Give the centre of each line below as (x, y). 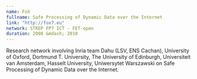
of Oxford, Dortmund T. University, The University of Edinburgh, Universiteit (98, 57)
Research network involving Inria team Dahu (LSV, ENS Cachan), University (98, 50)
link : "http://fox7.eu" (35, 23)
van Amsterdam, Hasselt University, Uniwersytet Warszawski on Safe (91, 64)
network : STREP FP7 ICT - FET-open (50, 28)
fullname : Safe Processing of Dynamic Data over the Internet (84, 17)
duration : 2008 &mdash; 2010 (42, 34)
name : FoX (18, 12)
